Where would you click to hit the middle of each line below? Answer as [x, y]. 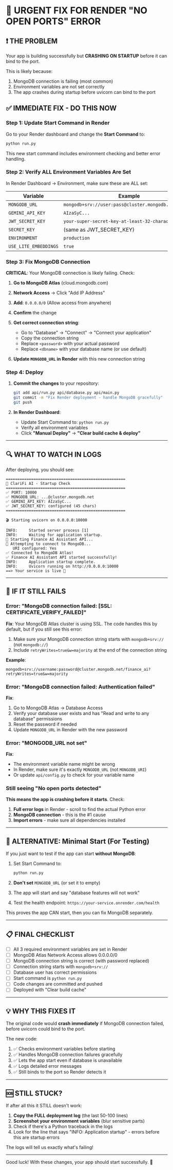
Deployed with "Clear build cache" [50, 990]
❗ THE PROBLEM [32, 41]
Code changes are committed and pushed [58, 984]
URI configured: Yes [35, 548]
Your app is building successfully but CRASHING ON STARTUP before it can [86, 56]
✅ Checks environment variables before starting [64, 1049]
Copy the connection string [50, 338]
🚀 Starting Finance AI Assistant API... [50, 539]
